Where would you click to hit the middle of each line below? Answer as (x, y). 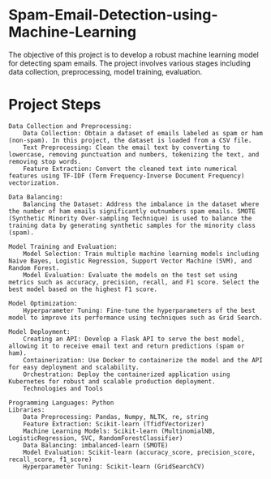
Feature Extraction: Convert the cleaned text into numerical (130, 169)
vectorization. (34, 183)
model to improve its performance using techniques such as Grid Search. (136, 318)
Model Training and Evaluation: (63, 246)
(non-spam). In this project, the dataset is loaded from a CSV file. (130, 140)
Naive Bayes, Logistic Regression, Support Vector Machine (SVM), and (130, 261)
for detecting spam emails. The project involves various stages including (130, 63)
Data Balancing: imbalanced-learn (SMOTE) (96, 445)
